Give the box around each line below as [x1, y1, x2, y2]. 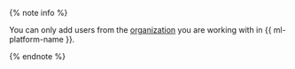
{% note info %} [9, 8, 68, 18]
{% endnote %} [9, 51, 66, 61]
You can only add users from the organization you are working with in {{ [9, 25, 272, 34]
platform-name [9, 34, 64, 44]
